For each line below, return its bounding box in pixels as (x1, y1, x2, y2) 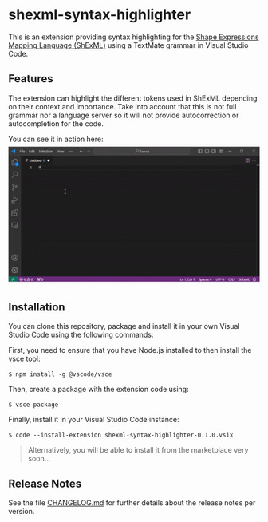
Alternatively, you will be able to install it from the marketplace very (27, 445, 249, 455)
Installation (8, 301, 65, 314)
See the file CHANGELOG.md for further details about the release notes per (8, 498, 256, 508)
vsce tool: (8, 354, 41, 364)
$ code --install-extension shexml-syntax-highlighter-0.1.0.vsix (8, 431, 234, 440)
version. (8, 507, 35, 516)
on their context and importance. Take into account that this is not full (8, 101, 237, 111)
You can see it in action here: (8, 134, 104, 144)
